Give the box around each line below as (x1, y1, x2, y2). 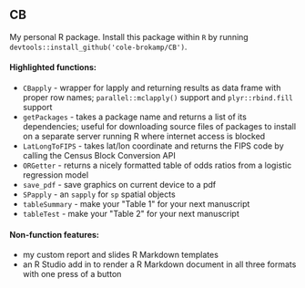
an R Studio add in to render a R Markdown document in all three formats (22, 259, 297, 270)
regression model (22, 170, 89, 180)
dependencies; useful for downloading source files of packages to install (22, 121, 297, 132)
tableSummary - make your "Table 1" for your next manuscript (22, 199, 250, 210)
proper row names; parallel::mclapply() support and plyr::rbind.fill (22, 92, 293, 103)
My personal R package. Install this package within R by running (9, 31, 249, 42)
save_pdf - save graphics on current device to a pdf (22, 180, 217, 190)
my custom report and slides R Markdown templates (22, 250, 219, 261)
